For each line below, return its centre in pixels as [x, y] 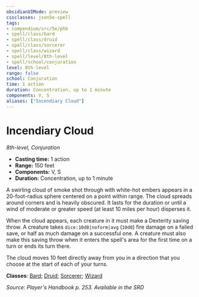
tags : [13, 23]
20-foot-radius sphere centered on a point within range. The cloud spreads [99, 196]
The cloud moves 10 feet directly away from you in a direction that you [93, 257]
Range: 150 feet [35, 165]
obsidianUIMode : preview [37, 12]
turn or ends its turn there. [39, 246]
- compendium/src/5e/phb [37, 28]
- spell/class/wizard [33, 51]
